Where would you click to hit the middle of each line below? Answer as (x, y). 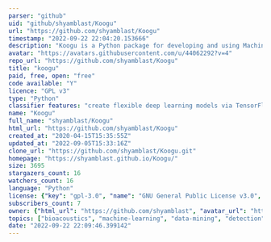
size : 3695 (27, 166)
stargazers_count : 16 (45, 173)
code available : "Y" (43, 83)
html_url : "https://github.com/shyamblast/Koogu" (94, 128)
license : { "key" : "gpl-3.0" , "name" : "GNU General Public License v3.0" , (135, 196)
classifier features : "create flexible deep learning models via (120, 106)
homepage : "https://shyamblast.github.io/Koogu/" (94, 158)
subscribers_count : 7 (45, 203)
